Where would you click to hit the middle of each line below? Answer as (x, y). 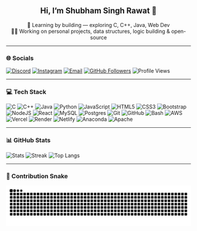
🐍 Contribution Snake (37, 176)
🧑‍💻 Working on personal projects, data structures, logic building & (90, 31)
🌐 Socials (20, 58)
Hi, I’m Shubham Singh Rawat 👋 (98, 11)
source (98, 37)
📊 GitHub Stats (28, 140)
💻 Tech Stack (26, 92)
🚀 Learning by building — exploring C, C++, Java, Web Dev (98, 25)
